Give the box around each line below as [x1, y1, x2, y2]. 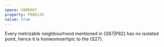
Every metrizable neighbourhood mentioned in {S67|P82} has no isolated [5, 31, 159, 37]
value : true [5, 17, 30, 22]
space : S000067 [5, 7, 37, 13]
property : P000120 [5, 12, 44, 17]
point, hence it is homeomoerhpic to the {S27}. [5, 36, 103, 42]
